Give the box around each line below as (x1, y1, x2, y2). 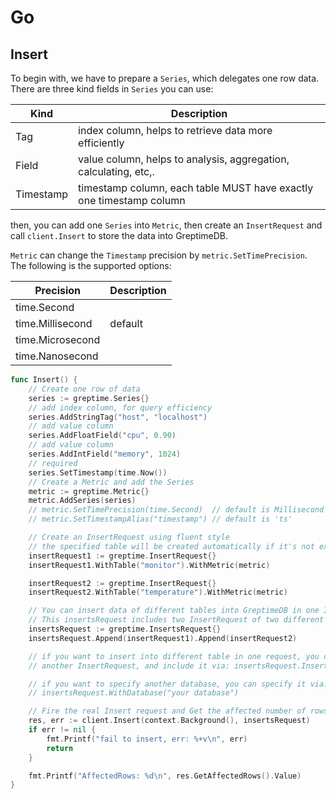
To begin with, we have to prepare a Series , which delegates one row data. (10, 72, 320, 84)
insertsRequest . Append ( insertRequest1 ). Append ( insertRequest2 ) (28, 633, 298, 643)
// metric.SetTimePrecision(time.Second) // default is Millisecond (28, 505, 325, 515)
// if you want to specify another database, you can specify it (28, 679, 307, 689)
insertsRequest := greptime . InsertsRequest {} (28, 624, 222, 634)
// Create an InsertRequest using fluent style (28, 532, 230, 542)
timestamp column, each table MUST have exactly (78, 181, 314, 195)
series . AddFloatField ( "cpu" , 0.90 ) (28, 431, 177, 441)
